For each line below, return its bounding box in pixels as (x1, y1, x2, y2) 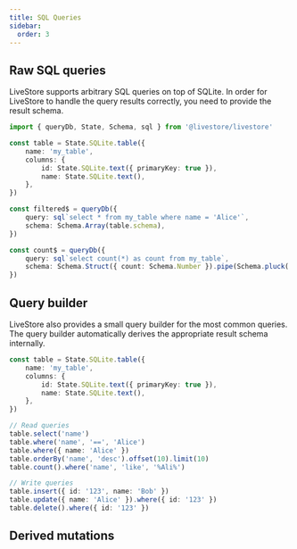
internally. (9, 338, 46, 348)
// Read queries (9, 421, 70, 430)
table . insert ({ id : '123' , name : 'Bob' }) (9, 487, 169, 496)
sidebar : (9, 21, 42, 30)
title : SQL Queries (9, 12, 82, 22)
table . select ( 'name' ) (9, 429, 90, 438)
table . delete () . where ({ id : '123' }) (9, 503, 150, 512)
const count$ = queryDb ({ (9, 245, 105, 254)
